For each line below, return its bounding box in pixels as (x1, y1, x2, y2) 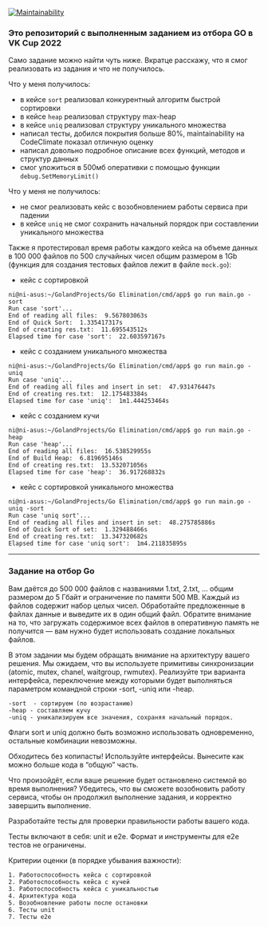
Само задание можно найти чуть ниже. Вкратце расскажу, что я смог (8, 56, 248, 65)
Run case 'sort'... (8, 305, 73, 313)
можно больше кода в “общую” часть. (8, 759, 139, 769)
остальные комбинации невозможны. (8, 736, 137, 745)
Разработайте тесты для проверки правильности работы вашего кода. (8, 816, 250, 826)
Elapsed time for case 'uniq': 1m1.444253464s (8, 397, 170, 405)
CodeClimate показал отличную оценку (19, 137, 154, 147)
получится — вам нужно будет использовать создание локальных (8, 626, 235, 636)
